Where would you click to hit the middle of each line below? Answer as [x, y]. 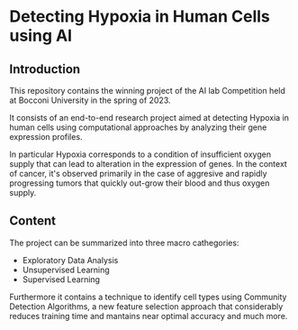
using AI [41, 36]
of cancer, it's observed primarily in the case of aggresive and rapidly [138, 174]
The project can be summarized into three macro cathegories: [124, 243]
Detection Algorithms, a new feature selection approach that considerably [146, 306]
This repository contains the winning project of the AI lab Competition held [148, 91]
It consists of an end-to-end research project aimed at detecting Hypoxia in [149, 118]
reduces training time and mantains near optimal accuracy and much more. [149, 316]
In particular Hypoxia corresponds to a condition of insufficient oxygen [140, 154]
